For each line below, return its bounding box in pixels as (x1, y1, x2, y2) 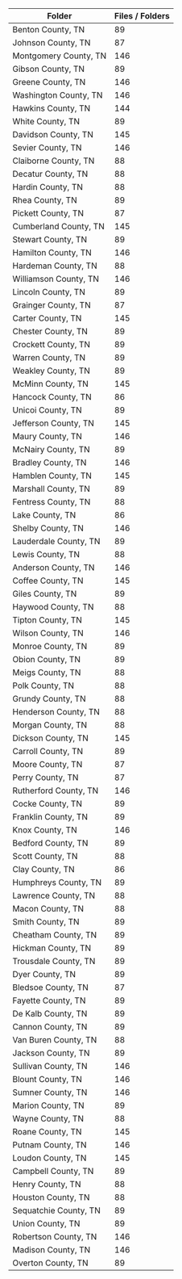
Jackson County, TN (12, 1047, 90, 1059)
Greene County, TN (12, 77, 86, 87)
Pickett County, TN (12, 208, 85, 219)
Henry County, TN (12, 1179, 81, 1189)
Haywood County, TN (12, 602, 94, 612)
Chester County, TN (12, 326, 89, 337)
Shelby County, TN (12, 522, 85, 534)
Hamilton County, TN (12, 247, 93, 258)
